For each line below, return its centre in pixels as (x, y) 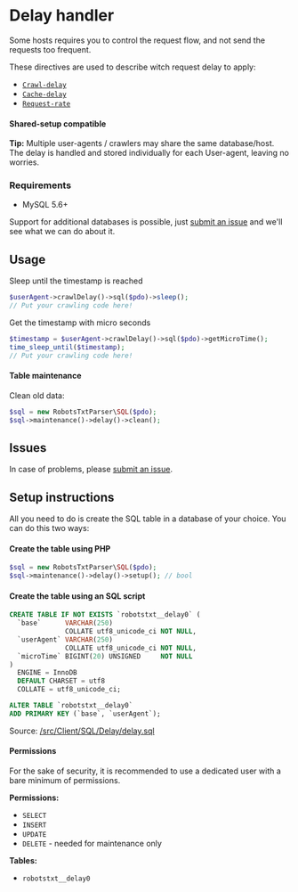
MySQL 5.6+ (45, 205)
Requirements (40, 185)
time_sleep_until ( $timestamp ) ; (67, 347)
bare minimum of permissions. (65, 781)
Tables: (23, 861)
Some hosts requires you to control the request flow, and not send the (137, 40)
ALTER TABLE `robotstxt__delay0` (71, 706)
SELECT (34, 816)
